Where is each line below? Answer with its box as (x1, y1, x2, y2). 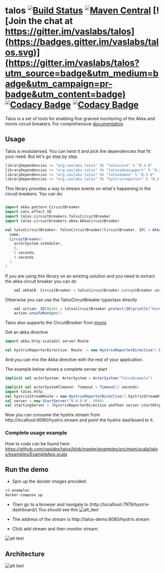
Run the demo (5, 465, 49, 473)
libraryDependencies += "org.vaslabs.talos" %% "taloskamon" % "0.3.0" (5, 172, 155, 177)
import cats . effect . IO (5, 210, 52, 215)
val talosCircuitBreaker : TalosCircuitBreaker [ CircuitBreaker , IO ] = (5, 227, 151, 232)
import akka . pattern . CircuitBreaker (5, 205, 80, 210)
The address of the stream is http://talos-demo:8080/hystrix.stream (12, 516, 150, 522)
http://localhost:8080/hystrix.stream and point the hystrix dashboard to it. (5, 417, 154, 423)
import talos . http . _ (5, 389, 48, 394)
